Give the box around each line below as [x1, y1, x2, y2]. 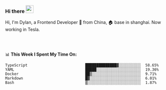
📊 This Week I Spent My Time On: [5, 51, 77, 57]
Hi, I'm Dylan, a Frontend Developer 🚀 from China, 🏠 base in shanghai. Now [5, 19, 162, 25]
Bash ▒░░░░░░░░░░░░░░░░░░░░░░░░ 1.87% [5, 80, 157, 86]
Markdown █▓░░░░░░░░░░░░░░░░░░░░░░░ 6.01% [5, 76, 157, 81]
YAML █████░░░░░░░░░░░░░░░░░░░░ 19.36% [5, 67, 159, 72]
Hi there [5, 7, 25, 14]
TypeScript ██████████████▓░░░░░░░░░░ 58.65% [5, 63, 159, 68]
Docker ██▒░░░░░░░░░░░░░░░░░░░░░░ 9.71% [5, 72, 157, 77]
